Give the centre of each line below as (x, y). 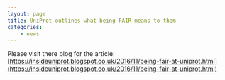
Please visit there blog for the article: (61, 54)
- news (30, 34)
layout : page (27, 14)
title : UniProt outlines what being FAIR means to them (92, 21)
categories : (25, 27)
